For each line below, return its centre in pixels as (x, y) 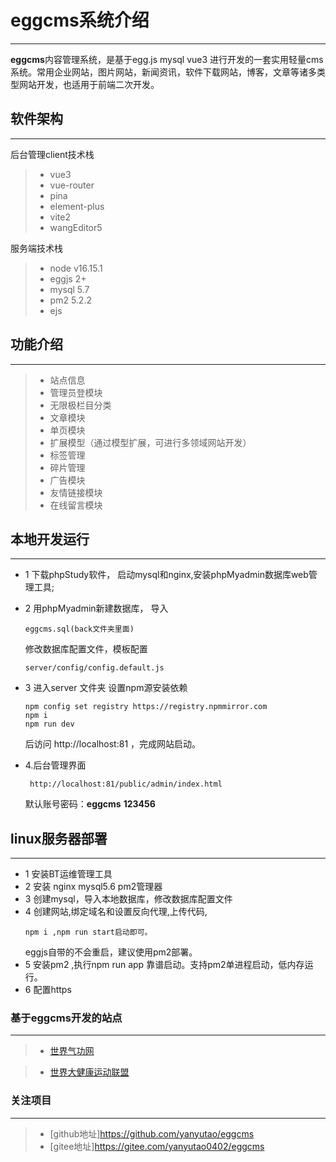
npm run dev (49, 724)
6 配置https (48, 990)
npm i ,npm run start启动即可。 (88, 932)
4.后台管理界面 (55, 765)
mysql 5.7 (69, 289)
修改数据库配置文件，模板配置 (86, 649)
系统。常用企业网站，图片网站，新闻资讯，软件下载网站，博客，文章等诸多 (163, 72)
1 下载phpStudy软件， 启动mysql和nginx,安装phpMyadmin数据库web (166, 575)
